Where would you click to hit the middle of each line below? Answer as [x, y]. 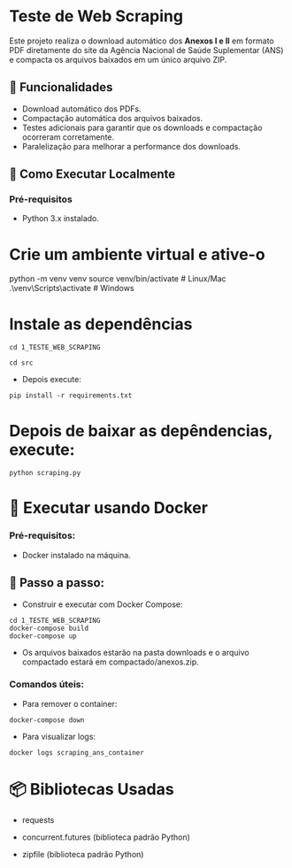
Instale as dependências [101, 324]
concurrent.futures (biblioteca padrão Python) [106, 837]
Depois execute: [51, 380]
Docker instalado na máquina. [76, 555]
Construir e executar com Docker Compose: [102, 604]
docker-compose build [49, 628]
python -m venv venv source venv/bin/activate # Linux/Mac [118, 279]
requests [38, 819]
